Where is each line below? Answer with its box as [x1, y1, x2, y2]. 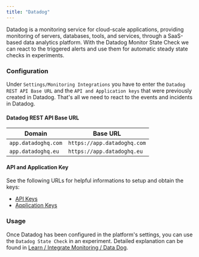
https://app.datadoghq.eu [68, 148, 143, 155]
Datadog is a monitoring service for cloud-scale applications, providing [6, 26, 184, 33]
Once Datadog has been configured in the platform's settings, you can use [6, 231, 193, 238]
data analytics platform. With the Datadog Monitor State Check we [23, 38, 189, 46]
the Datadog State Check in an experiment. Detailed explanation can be [6, 237, 184, 244]
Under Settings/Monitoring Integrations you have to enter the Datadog [6, 80, 186, 88]
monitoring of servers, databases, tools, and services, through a [6, 32, 167, 40]
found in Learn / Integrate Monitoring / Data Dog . [6, 244, 129, 251]
